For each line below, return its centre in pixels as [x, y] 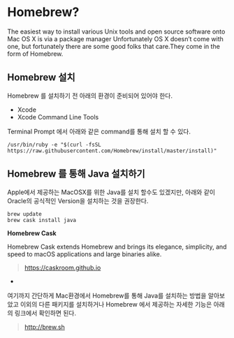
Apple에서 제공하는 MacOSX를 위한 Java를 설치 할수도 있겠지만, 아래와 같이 [111, 192]
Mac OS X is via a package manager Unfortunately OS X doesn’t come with [115, 38]
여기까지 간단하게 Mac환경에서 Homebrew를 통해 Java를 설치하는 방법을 [107, 295]
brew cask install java [42, 220]
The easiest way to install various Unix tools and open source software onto [116, 31]
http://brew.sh [44, 327]
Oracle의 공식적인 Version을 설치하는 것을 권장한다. [78, 200]
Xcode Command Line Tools [58, 117]
